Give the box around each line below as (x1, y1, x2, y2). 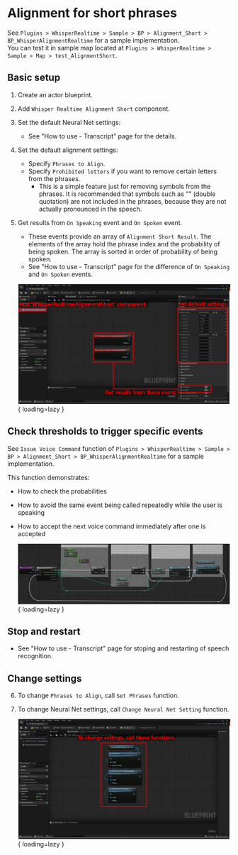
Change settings (7, 672, 82, 685)
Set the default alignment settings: (17, 146, 118, 154)
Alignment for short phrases (7, 5, 178, 21)
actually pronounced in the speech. (38, 205, 142, 213)
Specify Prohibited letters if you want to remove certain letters (28, 167, 217, 175)
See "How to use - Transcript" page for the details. (28, 131, 177, 140)
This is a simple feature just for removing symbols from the (38, 182, 211, 190)
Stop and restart (7, 626, 81, 638)
